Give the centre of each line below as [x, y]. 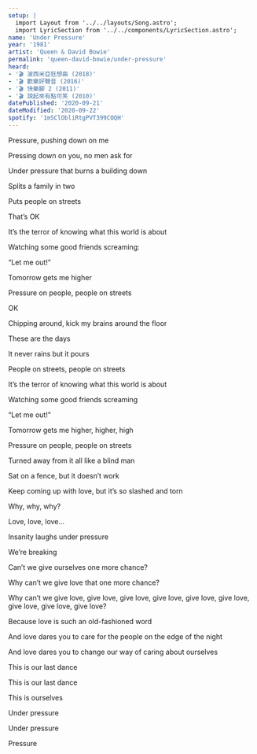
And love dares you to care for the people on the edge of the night [115, 636]
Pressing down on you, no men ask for [70, 155]
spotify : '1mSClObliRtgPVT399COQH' [66, 118]
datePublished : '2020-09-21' [56, 103]
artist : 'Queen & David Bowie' [59, 52]
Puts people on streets [44, 201]
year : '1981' [29, 45]
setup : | [22, 15]
